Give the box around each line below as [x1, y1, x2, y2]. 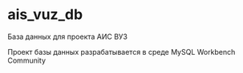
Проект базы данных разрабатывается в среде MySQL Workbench [7, 47, 236, 56]
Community [7, 56, 46, 65]
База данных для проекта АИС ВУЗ [7, 32, 128, 41]
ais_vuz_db [7, 6, 83, 24]
